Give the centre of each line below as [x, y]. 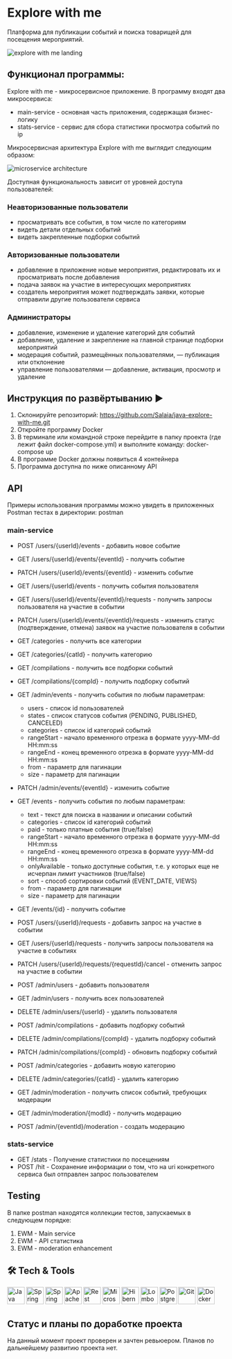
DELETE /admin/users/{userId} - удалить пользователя [97, 1011]
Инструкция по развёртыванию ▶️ [86, 399]
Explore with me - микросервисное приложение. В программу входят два [116, 91]
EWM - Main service [46, 1233]
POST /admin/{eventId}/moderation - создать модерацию [101, 1126]
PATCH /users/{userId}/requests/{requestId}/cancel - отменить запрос [119, 964]
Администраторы [39, 317]
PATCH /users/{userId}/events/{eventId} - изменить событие [105, 572]
